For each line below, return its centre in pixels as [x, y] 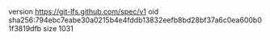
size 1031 [59, 28]
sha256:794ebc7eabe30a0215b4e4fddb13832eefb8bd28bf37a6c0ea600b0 [135, 20]
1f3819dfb [25, 28]
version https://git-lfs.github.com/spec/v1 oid [84, 12]
